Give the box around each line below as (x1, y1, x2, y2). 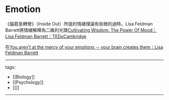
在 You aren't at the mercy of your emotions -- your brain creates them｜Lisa (5, 44, 163, 50)
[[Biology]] (12, 74, 35, 80)
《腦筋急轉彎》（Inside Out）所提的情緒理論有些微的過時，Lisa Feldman (5, 21, 153, 27)
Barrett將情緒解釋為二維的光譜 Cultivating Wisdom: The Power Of (5, 27, 140, 33)
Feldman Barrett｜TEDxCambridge (15, 33, 87, 39)
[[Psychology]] (12, 79, 44, 85)
